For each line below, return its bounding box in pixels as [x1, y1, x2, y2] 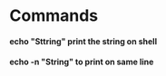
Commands [9, 5, 99, 26]
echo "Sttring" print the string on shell [9, 35, 157, 46]
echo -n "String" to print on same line [9, 56, 154, 68]
